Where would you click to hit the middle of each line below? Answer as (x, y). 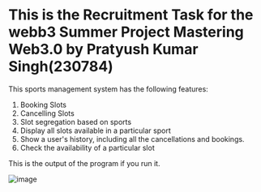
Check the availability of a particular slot (88, 147)
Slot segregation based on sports (76, 122)
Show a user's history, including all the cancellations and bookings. (132, 139)
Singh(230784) (61, 67)
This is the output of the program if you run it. (84, 163)
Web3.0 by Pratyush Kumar (103, 49)
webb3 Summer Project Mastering (126, 32)
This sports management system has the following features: (108, 89)
